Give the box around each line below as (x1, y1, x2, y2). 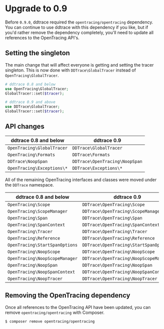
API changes (5, 122, 45, 131)
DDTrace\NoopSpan (7, 159, 48, 164)
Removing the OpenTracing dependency (5, 291, 130, 300)
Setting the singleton (5, 49, 70, 57)
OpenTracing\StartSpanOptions (7, 242, 78, 248)
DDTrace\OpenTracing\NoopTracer (82, 276, 158, 282)
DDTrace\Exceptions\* (72, 165, 123, 171)
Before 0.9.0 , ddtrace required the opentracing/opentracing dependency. (5, 19, 154, 25)
